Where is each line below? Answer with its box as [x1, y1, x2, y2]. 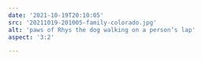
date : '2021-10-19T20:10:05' [8, 11, 104, 19]
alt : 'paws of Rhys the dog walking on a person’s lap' [8, 26, 196, 34]
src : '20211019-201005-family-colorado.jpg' [8, 19, 157, 26]
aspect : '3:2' [8, 33, 55, 41]
